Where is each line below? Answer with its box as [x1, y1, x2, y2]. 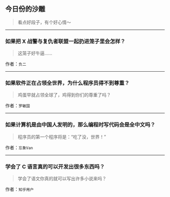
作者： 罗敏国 [5, 103, 30, 109]
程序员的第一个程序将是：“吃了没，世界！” [17, 133, 106, 140]
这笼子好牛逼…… [17, 50, 52, 57]
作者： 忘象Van [5, 144, 33, 151]
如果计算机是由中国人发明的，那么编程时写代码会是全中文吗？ [5, 121, 156, 128]
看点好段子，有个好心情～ [17, 19, 71, 25]
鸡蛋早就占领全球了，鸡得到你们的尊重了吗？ [17, 92, 111, 98]
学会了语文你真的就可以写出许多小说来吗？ [17, 176, 107, 181]
